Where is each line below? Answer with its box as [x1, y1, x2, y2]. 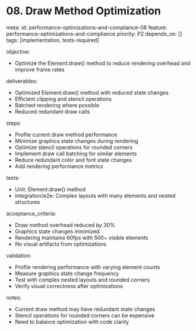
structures [14, 198, 40, 205]
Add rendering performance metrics [14, 163, 103, 170]
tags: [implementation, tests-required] [6, 36, 99, 43]
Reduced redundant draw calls [14, 108, 90, 115]
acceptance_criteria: [6, 210, 56, 217]
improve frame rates [14, 65, 65, 73]
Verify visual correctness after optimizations [14, 282, 124, 289]
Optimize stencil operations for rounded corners [14, 143, 133, 151]
